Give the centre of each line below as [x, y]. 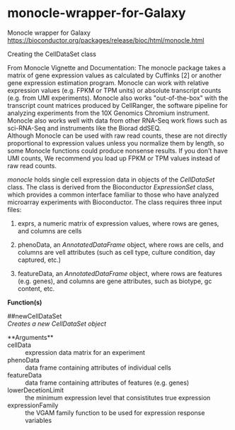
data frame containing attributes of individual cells [98, 368]
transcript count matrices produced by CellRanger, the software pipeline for [117, 105]
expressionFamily [33, 405]
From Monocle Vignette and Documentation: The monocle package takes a [117, 67]
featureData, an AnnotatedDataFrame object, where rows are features [120, 273]
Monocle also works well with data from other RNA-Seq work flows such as [117, 120]
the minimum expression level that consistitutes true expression [118, 397]
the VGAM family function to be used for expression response [115, 412]
